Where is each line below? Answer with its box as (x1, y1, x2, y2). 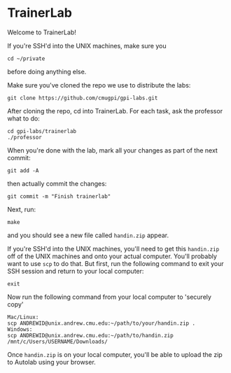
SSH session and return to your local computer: (7, 267, 144, 275)
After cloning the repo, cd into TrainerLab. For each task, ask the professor (7, 106, 223, 115)
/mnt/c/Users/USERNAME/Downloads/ (7, 338, 108, 345)
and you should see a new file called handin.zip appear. (7, 231, 169, 239)
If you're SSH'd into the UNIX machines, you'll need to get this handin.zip (7, 244, 220, 253)
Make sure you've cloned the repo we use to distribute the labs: (7, 80, 191, 89)
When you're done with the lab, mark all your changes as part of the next (7, 146, 218, 155)
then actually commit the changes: (7, 179, 107, 188)
